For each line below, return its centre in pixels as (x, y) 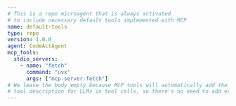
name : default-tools (38, 26)
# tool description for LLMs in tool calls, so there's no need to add (114, 91)
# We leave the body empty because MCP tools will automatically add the (118, 85)
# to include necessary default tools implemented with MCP (97, 20)
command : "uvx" (48, 72)
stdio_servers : (36, 59)
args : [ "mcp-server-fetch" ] (67, 78)
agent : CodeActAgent (38, 46)
